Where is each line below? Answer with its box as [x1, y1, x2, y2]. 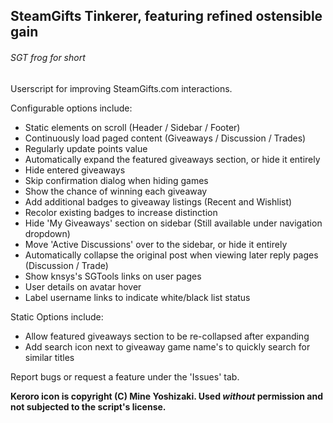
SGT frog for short [10, 51, 86, 63]
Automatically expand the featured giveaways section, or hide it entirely [24, 153, 321, 165]
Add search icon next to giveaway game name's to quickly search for [24, 340, 311, 353]
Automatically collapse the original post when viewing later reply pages [24, 249, 319, 261]
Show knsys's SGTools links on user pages [24, 270, 202, 282]
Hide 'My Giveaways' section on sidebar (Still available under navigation [24, 217, 323, 229]
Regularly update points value [24, 142, 148, 154]
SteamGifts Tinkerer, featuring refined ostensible [10, 8, 323, 25]
